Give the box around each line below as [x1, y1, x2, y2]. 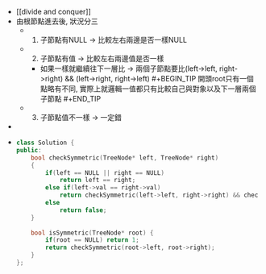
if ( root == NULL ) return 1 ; [45, 236, 139, 244]
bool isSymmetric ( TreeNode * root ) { [31, 229, 154, 237]
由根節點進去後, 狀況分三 [15, 16, 98, 26]
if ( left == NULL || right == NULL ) [45, 168, 165, 176]
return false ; [59, 205, 107, 214]
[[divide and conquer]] [15, 7, 91, 16]
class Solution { [15, 139, 75, 147]
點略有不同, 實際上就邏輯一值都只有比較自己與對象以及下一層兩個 [39, 84, 256, 93]
